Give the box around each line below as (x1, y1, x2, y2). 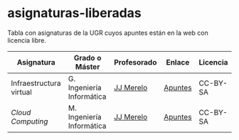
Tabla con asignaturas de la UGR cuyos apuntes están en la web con (7, 28, 208, 37)
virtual (11, 87, 32, 97)
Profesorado (113, 57, 157, 67)
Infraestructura (11, 78, 62, 88)
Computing (11, 116, 48, 126)
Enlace (166, 57, 190, 67)
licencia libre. (7, 36, 46, 44)
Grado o (73, 53, 102, 63)
